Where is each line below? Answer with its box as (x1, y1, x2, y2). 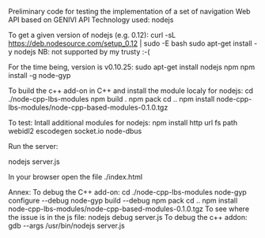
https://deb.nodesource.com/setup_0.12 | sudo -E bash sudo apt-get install (8, 39, 252, 48)
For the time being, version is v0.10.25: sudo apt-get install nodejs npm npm (8, 62, 256, 72)
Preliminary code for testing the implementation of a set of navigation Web (8, 7, 251, 16)
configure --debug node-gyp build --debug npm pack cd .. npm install (8, 196, 238, 205)
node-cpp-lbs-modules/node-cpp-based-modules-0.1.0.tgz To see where (8, 204, 250, 214)
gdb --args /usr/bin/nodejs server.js (8, 221, 125, 230)
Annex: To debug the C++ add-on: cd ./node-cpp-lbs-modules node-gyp (8, 188, 247, 196)
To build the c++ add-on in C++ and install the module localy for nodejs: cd (8, 86, 254, 95)
